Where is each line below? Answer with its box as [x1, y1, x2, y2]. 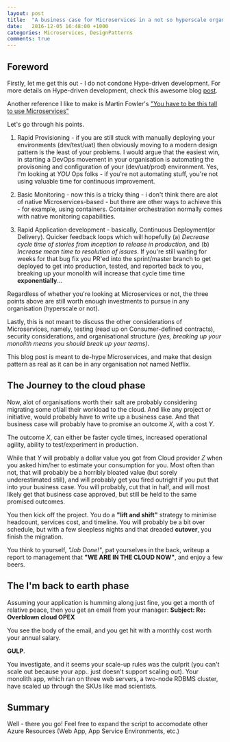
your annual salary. [7, 633, 61, 641]
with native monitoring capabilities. [16, 212, 116, 220]
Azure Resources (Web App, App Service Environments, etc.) [7, 727, 180, 735]
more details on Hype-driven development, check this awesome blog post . [7, 86, 218, 95]
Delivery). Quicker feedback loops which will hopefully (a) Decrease [16, 232, 209, 240]
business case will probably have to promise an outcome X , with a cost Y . [7, 419, 215, 428]
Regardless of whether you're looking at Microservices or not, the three [7, 289, 209, 298]
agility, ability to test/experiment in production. [7, 440, 138, 449]
